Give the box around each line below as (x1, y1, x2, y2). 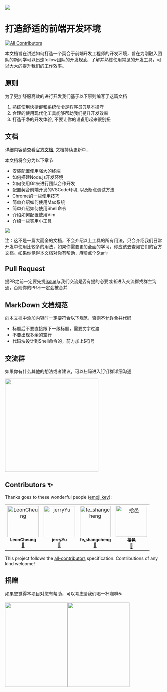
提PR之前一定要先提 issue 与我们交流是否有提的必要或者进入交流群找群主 (5, 278, 153, 284)
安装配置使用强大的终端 (12, 168, 61, 174)
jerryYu (52, 537, 67, 543)
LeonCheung (10, 537, 36, 543)
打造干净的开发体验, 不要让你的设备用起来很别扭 (12, 116, 111, 122)
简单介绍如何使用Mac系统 (12, 199, 66, 205)
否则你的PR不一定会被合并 (13, 285, 68, 291)
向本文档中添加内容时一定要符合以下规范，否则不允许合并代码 (5, 315, 132, 321)
